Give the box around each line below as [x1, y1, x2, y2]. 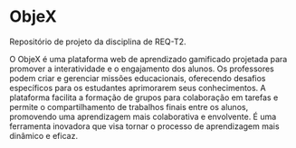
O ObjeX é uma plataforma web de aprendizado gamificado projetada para [9, 53, 288, 64]
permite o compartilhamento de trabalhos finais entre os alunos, [9, 101, 249, 112]
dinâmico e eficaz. [9, 130, 79, 141]
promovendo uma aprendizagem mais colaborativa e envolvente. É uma [9, 111, 277, 122]
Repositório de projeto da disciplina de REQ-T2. [9, 36, 187, 47]
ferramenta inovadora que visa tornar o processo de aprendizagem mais [9, 120, 280, 132]
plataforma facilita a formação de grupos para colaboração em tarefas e [9, 92, 279, 103]
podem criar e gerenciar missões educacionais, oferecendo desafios [9, 72, 266, 83]
